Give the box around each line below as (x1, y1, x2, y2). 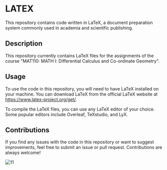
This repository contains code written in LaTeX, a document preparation (5, 19, 153, 25)
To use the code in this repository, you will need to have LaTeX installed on (5, 85, 159, 91)
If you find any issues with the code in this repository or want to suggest (5, 139, 154, 145)
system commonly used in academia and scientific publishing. (5, 24, 133, 30)
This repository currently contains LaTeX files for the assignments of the (5, 52, 154, 58)
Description (5, 39, 42, 48)
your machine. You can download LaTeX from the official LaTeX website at (5, 91, 158, 97)
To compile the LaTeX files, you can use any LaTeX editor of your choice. (5, 106, 155, 112)
